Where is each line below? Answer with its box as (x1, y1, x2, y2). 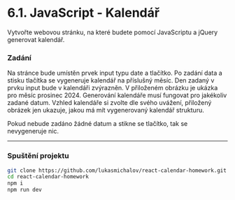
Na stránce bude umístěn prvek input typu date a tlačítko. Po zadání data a (7, 69, 222, 78)
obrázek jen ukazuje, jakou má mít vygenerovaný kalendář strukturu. (7, 106, 204, 115)
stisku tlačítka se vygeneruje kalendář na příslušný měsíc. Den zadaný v (7, 76, 215, 85)
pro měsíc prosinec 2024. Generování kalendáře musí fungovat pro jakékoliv (7, 91, 227, 99)
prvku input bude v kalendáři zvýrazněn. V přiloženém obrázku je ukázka (7, 84, 218, 92)
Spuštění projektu (7, 151, 69, 161)
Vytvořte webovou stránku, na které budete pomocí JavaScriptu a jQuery (7, 28, 218, 36)
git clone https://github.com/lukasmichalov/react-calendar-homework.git (7, 166, 227, 174)
